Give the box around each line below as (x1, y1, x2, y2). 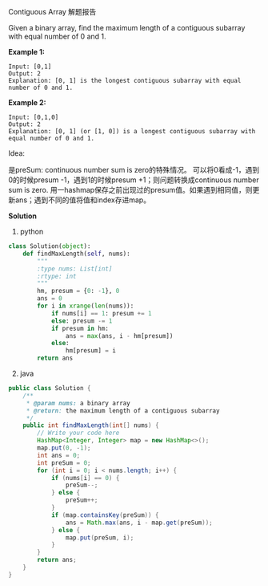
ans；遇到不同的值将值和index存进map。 (14, 195, 150, 205)
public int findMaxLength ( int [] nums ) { (22, 421, 159, 429)
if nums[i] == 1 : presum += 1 (50, 309, 152, 317)
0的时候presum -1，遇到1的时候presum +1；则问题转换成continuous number (8, 175, 259, 185)
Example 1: (8, 47, 46, 56)
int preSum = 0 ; (37, 458, 91, 467)
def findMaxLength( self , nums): (22, 250, 130, 258)
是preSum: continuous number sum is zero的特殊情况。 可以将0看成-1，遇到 (8, 165, 260, 174)
